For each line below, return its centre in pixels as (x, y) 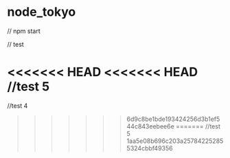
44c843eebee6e (151, 126)
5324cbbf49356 (150, 148)
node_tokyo (42, 12)
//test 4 (18, 105)
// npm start (24, 31)
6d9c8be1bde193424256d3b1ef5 (173, 119)
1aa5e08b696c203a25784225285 (175, 141)
